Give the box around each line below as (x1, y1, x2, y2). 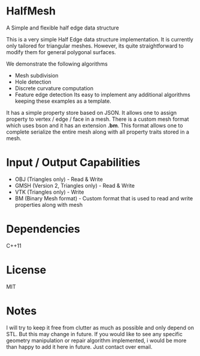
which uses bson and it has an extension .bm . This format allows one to (6, 121, 183, 129)
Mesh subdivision (14, 72, 59, 79)
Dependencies (6, 222, 80, 236)
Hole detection (14, 78, 52, 85)
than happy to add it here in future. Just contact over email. (6, 343, 153, 350)
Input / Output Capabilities (6, 156, 141, 170)
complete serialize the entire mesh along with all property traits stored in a (6, 128, 190, 135)
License (6, 263, 47, 277)
